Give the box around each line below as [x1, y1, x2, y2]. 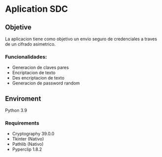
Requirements [5, 120, 40, 127]
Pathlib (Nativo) [12, 141, 44, 147]
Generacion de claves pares [12, 65, 69, 71]
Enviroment [5, 94, 42, 103]
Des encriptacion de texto [12, 75, 65, 81]
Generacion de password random [12, 80, 80, 86]
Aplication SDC [5, 3, 69, 15]
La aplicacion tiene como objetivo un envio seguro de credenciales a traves [5, 36, 158, 42]
